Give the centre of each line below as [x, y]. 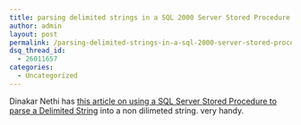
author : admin [36, 26]
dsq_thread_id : [38, 51]
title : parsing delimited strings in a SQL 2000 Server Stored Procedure [150, 17]
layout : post [34, 34]
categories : [31, 68]
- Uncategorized [47, 76]
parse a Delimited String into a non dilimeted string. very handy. [127, 110]
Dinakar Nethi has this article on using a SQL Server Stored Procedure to [143, 101]
